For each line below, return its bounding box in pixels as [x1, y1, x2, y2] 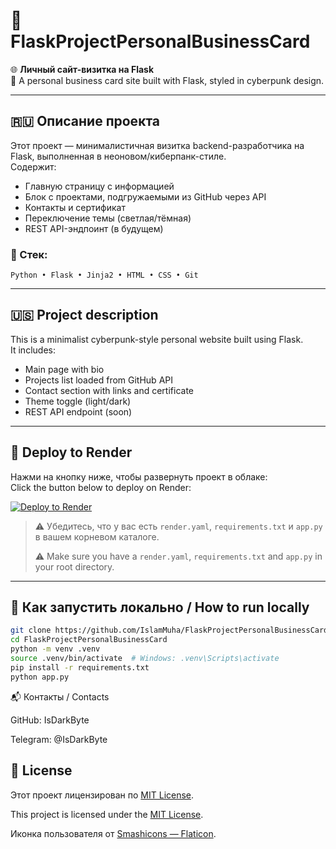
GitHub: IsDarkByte [10, 714, 90, 726]
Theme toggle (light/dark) [24, 395, 132, 407]
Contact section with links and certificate [24, 384, 194, 396]
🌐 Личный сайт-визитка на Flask [10, 63, 155, 75]
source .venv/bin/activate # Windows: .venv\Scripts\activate [10, 654, 280, 664]
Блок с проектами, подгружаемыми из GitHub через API [24, 190, 267, 203]
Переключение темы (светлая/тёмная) [24, 212, 192, 224]
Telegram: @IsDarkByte [10, 733, 108, 745]
